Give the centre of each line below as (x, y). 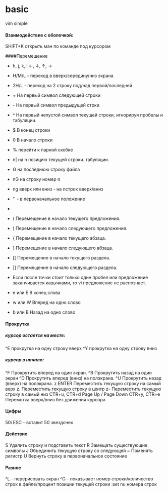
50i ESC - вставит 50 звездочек (39, 422)
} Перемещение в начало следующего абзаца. (63, 248)
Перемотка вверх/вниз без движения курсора (55, 399)
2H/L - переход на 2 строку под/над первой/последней (72, 86)
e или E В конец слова (36, 293)
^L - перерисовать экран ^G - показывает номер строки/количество (79, 479)
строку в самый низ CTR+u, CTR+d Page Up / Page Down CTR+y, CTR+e (83, 394)
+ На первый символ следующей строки (57, 95)
